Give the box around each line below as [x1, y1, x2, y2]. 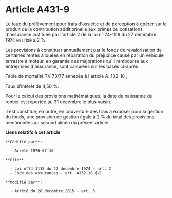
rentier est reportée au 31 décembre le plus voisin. [5, 98, 111, 105]
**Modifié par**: [5, 180, 43, 185]
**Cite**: [5, 157, 27, 162]
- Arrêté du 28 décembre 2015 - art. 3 [10, 188, 95, 193]
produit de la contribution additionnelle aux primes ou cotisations [5, 26, 143, 32]
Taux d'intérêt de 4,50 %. [5, 83, 59, 89]
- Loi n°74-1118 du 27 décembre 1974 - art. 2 [10, 166, 111, 171]
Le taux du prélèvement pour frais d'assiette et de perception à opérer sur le [5, 21, 167, 27]
